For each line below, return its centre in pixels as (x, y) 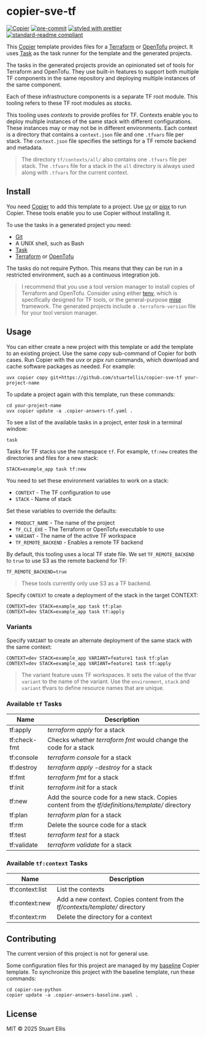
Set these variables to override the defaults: (62, 511)
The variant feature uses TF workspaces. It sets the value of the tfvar (109, 675)
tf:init (17, 787)
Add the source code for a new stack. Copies (113, 797)
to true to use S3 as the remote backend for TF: (67, 561)
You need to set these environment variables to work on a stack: (88, 480)
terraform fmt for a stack (83, 778)
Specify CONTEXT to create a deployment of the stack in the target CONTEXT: (102, 595)
